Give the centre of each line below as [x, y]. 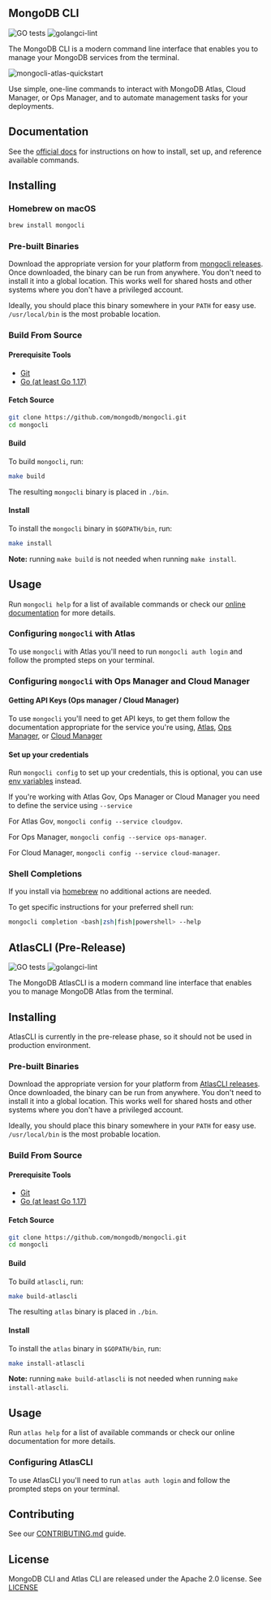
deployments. [31, 106]
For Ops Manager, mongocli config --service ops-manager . [108, 837]
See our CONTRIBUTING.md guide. [67, 1534]
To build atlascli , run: [46, 1281]
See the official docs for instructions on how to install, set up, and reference [135, 151]
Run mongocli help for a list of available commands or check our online [127, 604]
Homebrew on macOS [52, 208]
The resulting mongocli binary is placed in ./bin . [88, 492]
